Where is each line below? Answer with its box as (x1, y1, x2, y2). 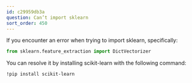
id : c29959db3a (6, 8, 45, 15)
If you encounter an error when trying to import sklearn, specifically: (6, 37, 178, 44)
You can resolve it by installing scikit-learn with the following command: (6, 59, 187, 67)
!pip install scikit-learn (6, 71, 75, 78)
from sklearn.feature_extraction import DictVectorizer (6, 48, 151, 55)
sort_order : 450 (6, 20, 48, 26)
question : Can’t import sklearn (6, 15, 88, 21)
